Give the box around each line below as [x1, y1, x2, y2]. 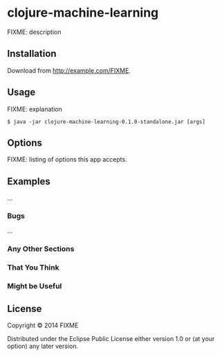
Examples [7, 175, 50, 187]
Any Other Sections [7, 244, 75, 254]
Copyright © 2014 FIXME [7, 321, 79, 330]
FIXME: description [7, 28, 62, 36]
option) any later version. [7, 342, 78, 351]
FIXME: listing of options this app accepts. [7, 155, 127, 164]
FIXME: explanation [7, 105, 62, 113]
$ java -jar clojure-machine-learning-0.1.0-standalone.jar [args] [7, 118, 206, 125]
